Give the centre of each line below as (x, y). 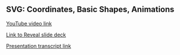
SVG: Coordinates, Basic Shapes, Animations (90, 10)
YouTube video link (29, 23)
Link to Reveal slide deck (36, 35)
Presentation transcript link (39, 46)
